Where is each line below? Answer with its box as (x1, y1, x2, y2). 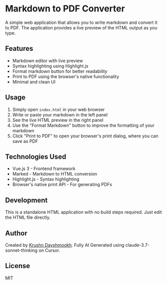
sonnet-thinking (5, 247, 38, 253)
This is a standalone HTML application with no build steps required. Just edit (5, 209, 162, 215)
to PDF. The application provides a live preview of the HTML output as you (5, 24, 158, 30)
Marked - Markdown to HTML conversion (12, 171, 97, 177)
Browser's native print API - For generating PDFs (12, 182, 112, 188)
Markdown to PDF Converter (5, 3, 125, 14)
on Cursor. (38, 247, 61, 253)
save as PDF (12, 138, 38, 144)
